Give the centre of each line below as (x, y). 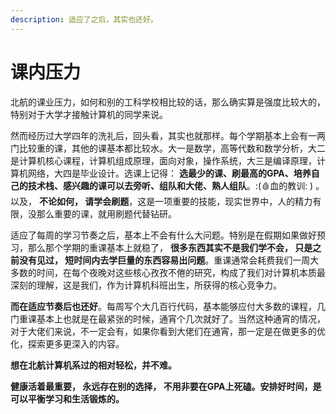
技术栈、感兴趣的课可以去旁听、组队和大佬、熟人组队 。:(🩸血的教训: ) (170, 185)
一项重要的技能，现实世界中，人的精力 (233, 201)
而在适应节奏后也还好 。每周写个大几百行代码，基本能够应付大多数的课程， (163, 306)
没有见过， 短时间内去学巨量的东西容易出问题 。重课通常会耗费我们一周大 (169, 260)
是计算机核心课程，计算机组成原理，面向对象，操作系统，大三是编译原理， (163, 160)
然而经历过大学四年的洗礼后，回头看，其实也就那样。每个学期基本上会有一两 (168, 135)
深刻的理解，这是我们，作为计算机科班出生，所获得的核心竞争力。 (146, 285)
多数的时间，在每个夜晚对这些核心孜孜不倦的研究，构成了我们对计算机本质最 (168, 272)
